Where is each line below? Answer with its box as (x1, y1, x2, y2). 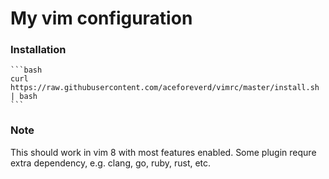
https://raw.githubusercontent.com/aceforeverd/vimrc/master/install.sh (10, 83, 320, 93)
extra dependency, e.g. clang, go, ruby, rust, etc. (10, 157, 212, 169)
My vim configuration (10, 7, 193, 30)
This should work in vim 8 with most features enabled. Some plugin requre (10, 146, 317, 158)
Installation (10, 43, 67, 57)
